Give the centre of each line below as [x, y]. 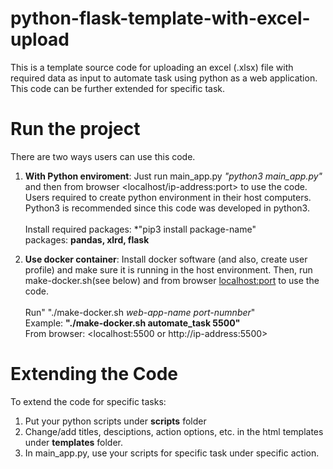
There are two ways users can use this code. [103, 156]
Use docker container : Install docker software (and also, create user [166, 259]
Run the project [75, 129]
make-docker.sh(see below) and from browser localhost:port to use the [172, 280]
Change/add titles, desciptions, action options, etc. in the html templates [174, 431]
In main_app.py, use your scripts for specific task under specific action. [172, 453]
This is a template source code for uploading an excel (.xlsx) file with [152, 67]
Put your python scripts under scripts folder [115, 421]
